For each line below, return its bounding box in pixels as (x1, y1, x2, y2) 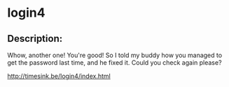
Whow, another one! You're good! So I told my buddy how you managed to (7, 51, 223, 59)
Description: (7, 33, 63, 45)
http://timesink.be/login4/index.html (7, 72, 111, 80)
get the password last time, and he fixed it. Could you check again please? (7, 58, 222, 67)
